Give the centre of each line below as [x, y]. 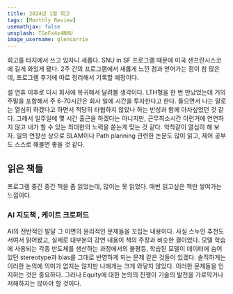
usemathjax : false [34, 26]
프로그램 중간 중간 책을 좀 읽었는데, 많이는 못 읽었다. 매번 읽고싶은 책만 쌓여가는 [115, 186]
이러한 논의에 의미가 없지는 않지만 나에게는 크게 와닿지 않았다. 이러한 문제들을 [112, 266]
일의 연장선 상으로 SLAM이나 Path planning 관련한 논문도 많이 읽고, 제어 [115, 136]
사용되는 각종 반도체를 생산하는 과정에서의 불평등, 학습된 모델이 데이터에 [112, 249]
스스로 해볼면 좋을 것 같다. [50, 145]
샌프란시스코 [204, 60]
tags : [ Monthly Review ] [42, 20]
